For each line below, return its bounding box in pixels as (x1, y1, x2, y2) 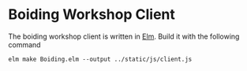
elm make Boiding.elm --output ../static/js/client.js (8, 55, 193, 63)
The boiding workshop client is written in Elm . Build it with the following (8, 32, 240, 41)
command (8, 39, 41, 49)
